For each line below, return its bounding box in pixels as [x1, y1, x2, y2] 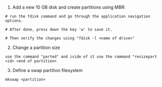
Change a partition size [12, 44, 60, 50]
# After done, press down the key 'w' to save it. [5, 27, 113, 32]
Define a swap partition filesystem [12, 67, 83, 73]
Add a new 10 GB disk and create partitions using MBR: [12, 4, 126, 10]
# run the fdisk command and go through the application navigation [5, 14, 151, 19]
